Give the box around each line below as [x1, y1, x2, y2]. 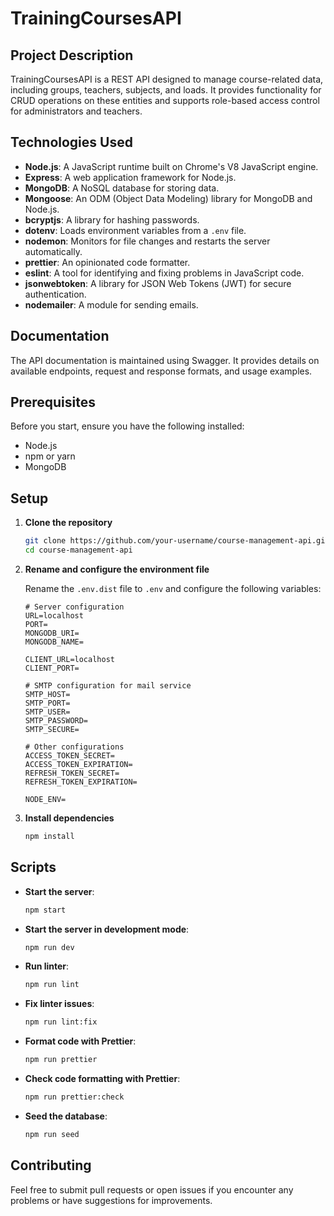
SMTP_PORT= [24, 698, 71, 708]
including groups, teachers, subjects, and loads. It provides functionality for [10, 84, 322, 96]
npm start [24, 905, 67, 915]
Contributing [10, 1157, 92, 1174]
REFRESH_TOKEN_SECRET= [24, 768, 120, 778]
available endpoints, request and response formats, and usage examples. [10, 365, 313, 377]
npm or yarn [24, 450, 76, 462]
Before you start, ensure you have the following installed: [10, 420, 245, 432]
